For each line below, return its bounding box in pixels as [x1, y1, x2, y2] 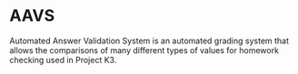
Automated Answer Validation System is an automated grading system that [9, 35, 289, 46]
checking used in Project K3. [9, 54, 117, 65]
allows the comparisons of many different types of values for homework [9, 44, 280, 55]
